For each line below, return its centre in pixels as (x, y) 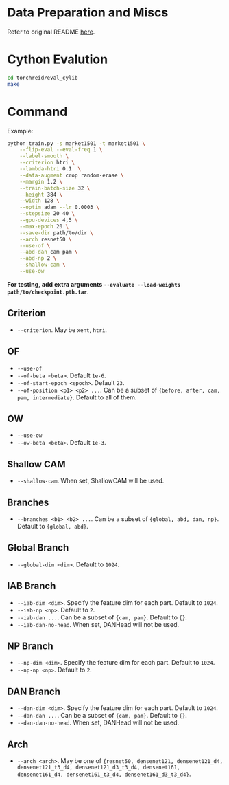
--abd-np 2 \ (38, 258)
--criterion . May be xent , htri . (62, 330)
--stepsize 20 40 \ (47, 214)
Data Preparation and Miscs (88, 13)
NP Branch (30, 646)
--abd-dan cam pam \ (49, 252)
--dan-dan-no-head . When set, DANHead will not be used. (98, 722)
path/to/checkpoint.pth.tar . (48, 291)
